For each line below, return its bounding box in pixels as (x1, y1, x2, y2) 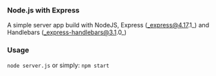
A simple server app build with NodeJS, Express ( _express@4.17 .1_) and (7, 21, 210, 29)
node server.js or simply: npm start (7, 61, 110, 69)
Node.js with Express (7, 5, 80, 15)
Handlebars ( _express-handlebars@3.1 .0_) (7, 28, 127, 36)
